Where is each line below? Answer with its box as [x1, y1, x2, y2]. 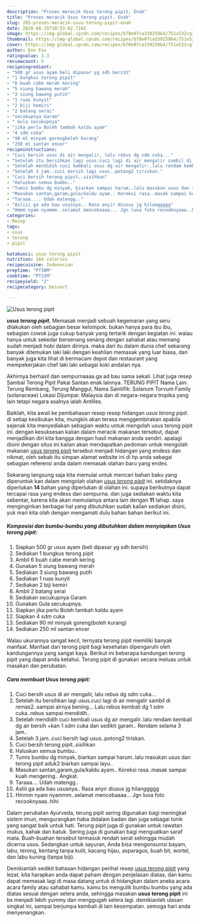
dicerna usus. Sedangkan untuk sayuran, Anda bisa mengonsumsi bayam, [6, 841, 187, 848]
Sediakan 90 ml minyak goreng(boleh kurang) [15, 619, 127, 626]
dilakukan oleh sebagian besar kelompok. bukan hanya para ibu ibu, [6, 323, 172, 330]
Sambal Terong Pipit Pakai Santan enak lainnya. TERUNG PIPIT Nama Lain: [6, 379, 188, 386]
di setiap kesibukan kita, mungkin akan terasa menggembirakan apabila [6, 416, 181, 423]
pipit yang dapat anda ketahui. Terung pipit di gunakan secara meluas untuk [6, 656, 191, 663]
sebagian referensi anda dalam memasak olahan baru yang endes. [6, 460, 169, 467]
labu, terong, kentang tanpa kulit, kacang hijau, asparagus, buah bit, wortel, [6, 847, 190, 854]
